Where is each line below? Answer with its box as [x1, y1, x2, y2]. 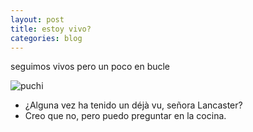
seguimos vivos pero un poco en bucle [10, 61, 171, 73]
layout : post [10, 14, 65, 25]
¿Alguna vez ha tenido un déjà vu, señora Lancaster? [24, 99, 243, 111]
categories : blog [10, 33, 83, 43]
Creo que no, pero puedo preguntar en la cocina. [24, 110, 227, 122]
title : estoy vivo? [10, 24, 92, 34]
